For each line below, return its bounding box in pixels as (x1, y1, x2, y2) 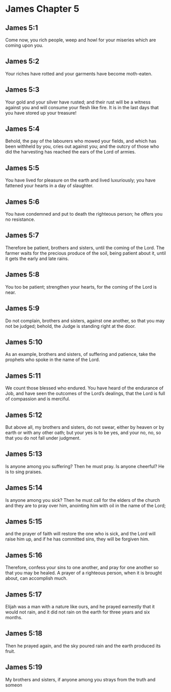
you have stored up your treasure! (5, 110, 77, 116)
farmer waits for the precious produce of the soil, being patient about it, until (5, 250, 166, 256)
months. (5, 614, 23, 620)
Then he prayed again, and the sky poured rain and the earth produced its (5, 643, 161, 649)
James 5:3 (5, 85, 40, 94)
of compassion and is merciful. (5, 396, 70, 402)
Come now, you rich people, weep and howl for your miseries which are (5, 37, 156, 43)
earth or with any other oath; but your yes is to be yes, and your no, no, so (5, 429, 161, 435)
